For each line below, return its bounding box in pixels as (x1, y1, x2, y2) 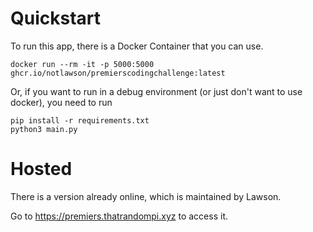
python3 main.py (10, 124, 78, 134)
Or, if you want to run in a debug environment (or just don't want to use (10, 85, 303, 97)
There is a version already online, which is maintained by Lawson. (10, 190, 282, 202)
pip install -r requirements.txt (10, 115, 150, 126)
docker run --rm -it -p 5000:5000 (10, 59, 155, 69)
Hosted (10, 158, 73, 181)
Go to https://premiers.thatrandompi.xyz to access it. (10, 210, 228, 222)
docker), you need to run (10, 96, 113, 108)
